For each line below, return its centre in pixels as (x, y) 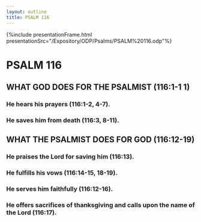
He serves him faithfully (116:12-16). (59, 189)
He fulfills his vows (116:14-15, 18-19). (62, 173)
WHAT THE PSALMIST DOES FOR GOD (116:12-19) (100, 139)
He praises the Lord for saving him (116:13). (70, 157)
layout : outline (26, 12)
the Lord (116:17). (31, 212)
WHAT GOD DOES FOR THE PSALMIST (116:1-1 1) (98, 87)
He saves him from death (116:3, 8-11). (63, 120)
